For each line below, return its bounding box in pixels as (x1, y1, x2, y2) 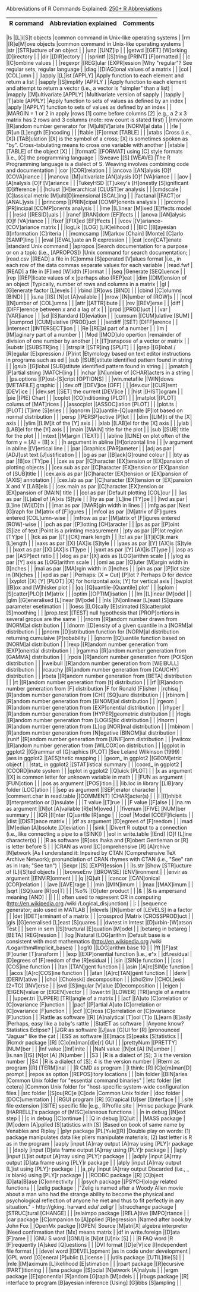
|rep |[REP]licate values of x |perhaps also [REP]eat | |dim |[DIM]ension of (6, 274, 187, 281)
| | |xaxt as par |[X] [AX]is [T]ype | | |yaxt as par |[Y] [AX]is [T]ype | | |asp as (6, 546, 194, 553)
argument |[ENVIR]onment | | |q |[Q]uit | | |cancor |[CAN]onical (6, 874, 160, 882)
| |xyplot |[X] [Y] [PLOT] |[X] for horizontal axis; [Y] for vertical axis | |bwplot (6, 578, 193, 585)
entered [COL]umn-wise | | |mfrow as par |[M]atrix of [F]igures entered (6, 515, 181, 521)
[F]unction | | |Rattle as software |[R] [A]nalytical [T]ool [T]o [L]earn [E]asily (6, 1014, 191, 1021)
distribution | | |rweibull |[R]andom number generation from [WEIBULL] (6, 660, 179, 667)
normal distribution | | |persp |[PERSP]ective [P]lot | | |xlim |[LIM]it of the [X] (6, 413, 192, 420)
